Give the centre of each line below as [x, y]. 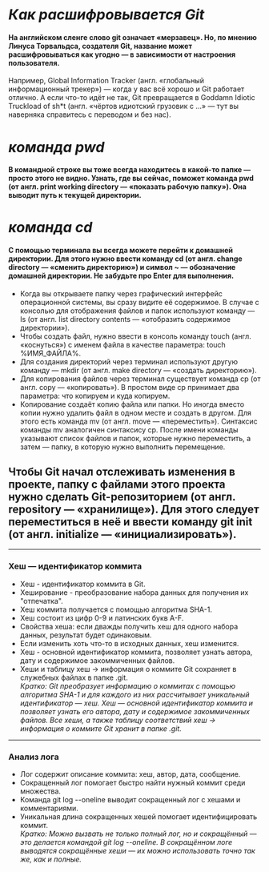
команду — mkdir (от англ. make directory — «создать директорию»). [139, 370]
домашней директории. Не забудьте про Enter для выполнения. [121, 275]
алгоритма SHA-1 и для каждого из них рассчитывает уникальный [134, 694]
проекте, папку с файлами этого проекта [117, 484]
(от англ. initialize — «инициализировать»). [122, 534]
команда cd [50, 228]
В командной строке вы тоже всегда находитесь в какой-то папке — [129, 170]
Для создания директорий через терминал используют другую [129, 361]
